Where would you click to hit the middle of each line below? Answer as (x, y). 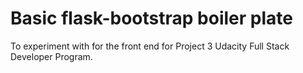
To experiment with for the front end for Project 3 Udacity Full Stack (150, 46)
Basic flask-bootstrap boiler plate (151, 18)
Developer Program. (51, 56)
